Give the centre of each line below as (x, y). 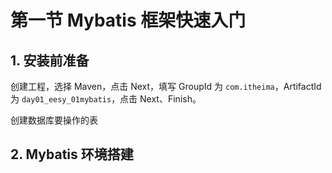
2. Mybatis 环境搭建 (72, 154)
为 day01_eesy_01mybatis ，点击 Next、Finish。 (106, 99)
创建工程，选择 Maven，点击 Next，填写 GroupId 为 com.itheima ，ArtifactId (166, 86)
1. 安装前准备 (50, 60)
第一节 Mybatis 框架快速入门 (128, 20)
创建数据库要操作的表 (54, 120)
